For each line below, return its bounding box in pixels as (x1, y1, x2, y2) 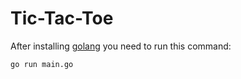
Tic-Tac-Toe (10, 7, 114, 30)
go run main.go (10, 59, 74, 69)
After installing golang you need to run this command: (10, 40, 232, 52)
